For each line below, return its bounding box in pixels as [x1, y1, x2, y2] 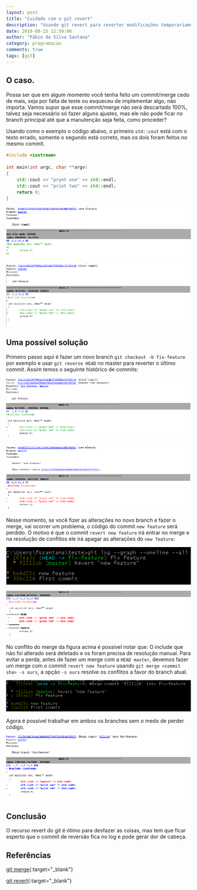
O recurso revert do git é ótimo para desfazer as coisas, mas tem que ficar [6, 827, 186, 834]
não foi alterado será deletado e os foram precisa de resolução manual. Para [6, 650, 191, 657]
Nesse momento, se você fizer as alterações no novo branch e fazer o [6, 516, 176, 524]
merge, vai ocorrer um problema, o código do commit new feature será [6, 523, 178, 530]
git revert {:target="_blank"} [6, 877, 72, 885]
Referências [6, 850, 52, 860]
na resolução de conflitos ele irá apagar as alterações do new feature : [6, 535, 175, 542]
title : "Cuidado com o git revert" [6, 15, 93, 22]
